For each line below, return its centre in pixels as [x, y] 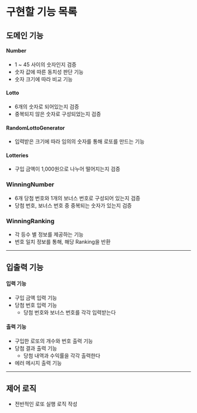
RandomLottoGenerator [36, 128]
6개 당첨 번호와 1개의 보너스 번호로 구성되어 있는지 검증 [77, 198]
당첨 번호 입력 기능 [36, 305]
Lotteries [17, 155]
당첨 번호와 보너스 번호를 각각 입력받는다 [69, 312]
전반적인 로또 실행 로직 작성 [46, 404]
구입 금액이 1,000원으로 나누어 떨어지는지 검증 [67, 169]
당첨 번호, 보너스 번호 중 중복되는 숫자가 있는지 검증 [73, 205]
